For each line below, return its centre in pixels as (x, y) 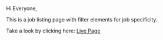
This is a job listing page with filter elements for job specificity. (82, 19)
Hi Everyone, (21, 8)
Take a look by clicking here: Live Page (53, 31)
